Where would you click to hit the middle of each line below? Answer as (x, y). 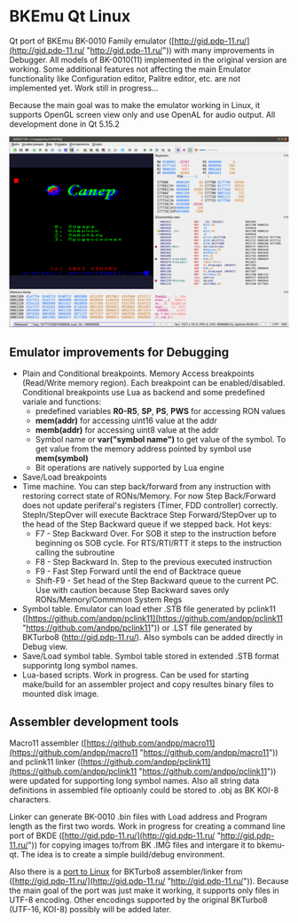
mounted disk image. (60, 694)
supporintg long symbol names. (80, 666)
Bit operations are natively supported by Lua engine (129, 468)
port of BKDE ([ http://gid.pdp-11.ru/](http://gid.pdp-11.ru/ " (115, 836)
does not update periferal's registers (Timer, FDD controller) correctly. (150, 505)
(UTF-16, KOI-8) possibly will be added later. (90, 910)
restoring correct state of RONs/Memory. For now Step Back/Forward (149, 496)
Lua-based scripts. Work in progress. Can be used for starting (136, 675)
